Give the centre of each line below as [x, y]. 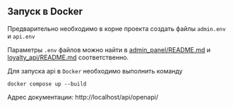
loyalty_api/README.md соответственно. [68, 57]
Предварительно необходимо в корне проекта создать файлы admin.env [116, 28]
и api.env [21, 36]
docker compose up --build [47, 84]
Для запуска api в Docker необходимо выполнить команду [95, 71]
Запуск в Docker [45, 12]
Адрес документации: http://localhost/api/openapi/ [83, 97]
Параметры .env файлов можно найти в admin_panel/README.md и [109, 49]
